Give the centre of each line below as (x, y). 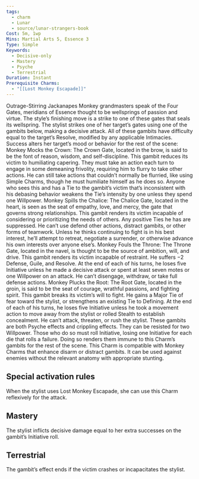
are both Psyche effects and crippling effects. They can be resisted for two (98, 326)
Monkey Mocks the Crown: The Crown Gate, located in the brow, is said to (97, 150)
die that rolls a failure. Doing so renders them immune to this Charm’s (91, 339)
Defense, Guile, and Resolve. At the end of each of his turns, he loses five (96, 263)
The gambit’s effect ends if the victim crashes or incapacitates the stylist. (96, 470)
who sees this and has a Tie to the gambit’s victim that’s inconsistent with (96, 188)
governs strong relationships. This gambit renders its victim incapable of (95, 213)
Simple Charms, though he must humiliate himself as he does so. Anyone (96, 181)
